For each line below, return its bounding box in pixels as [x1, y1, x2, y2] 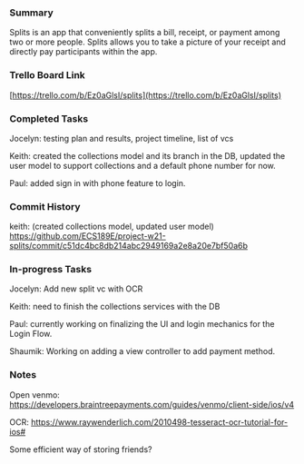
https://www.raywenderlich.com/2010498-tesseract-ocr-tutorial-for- [30, 416, 289, 428]
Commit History [9, 200, 81, 212]
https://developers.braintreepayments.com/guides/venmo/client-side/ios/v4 [9, 399, 295, 410]
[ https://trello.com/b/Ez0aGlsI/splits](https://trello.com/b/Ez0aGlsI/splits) [9, 89, 281, 101]
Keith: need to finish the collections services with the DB [9, 301, 221, 312]
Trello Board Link [9, 69, 86, 82]
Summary [9, 6, 54, 19]
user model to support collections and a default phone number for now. [9, 160, 277, 171]
